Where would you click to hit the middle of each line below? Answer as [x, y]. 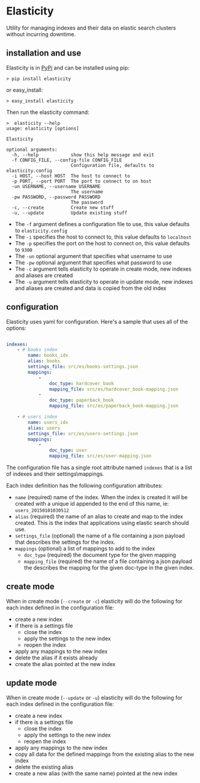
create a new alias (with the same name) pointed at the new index [96, 773]
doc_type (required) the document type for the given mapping [100, 555]
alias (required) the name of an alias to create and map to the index [99, 517]
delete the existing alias [44, 767]
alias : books [44, 361]
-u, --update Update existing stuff [70, 213]
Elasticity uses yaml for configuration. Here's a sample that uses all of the [97, 321]
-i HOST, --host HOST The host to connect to [71, 176]
